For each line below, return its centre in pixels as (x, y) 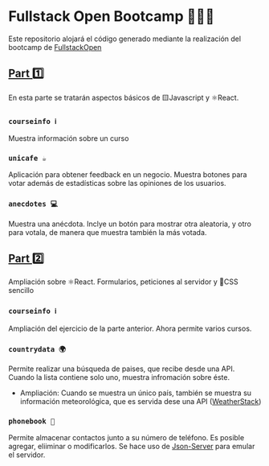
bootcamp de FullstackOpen (55, 47)
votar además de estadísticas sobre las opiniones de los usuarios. (117, 184)
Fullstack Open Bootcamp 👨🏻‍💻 (112, 16)
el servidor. (27, 455)
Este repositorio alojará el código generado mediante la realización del (125, 39)
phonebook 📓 (32, 421)
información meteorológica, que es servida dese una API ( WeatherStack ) (141, 402)
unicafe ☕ (27, 158)
